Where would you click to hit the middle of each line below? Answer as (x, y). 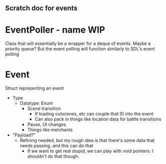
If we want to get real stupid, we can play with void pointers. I (90, 151)
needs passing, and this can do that (57, 146)
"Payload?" (24, 135)
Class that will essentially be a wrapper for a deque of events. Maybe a (78, 43)
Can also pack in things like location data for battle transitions (98, 119)
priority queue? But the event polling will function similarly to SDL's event (80, 49)
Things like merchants (50, 130)
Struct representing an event (34, 88)
